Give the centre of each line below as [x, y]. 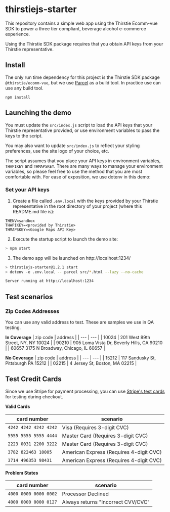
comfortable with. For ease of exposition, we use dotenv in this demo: [78, 177]
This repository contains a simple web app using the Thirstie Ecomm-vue [81, 23]
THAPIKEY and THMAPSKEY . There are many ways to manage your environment [84, 166]
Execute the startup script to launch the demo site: [65, 239]
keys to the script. [24, 135]
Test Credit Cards [33, 379]
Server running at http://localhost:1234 [50, 281]
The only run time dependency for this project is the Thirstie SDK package [83, 77]
